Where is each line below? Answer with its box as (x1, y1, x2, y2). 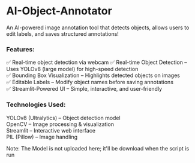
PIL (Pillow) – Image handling (6, 133, 78, 140)
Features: (6, 45, 35, 53)
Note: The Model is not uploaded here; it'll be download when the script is (6, 144, 190, 152)
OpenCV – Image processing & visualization (6, 121, 114, 128)
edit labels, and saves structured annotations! (6, 30, 119, 37)
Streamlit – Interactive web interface (6, 127, 96, 134)
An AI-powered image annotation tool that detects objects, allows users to (6, 24, 190, 31)
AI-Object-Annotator (6, 4, 112, 18)
